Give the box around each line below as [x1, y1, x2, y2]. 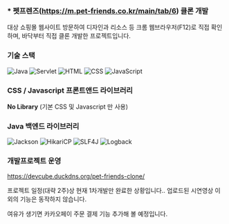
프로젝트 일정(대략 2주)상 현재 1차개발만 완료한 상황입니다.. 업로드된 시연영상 [7, 187, 214, 195]
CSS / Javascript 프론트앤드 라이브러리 [7, 85, 134, 95]
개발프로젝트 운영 [7, 156, 62, 166]
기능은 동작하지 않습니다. [19, 195, 87, 203]
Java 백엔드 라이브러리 [7, 121, 80, 131]
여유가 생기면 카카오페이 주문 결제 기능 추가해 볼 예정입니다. [7, 209, 168, 218]
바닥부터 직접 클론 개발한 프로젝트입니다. [21, 32, 131, 40]
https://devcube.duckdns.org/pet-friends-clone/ [7, 172, 145, 180]
